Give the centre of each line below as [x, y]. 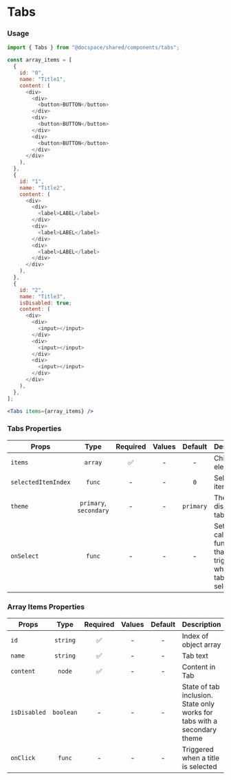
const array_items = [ [40, 60]
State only [198, 704]
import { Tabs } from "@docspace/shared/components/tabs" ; [93, 48]
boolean [65, 713]
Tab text [195, 656]
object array [201, 645]
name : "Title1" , [43, 79]
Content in [199, 667]
